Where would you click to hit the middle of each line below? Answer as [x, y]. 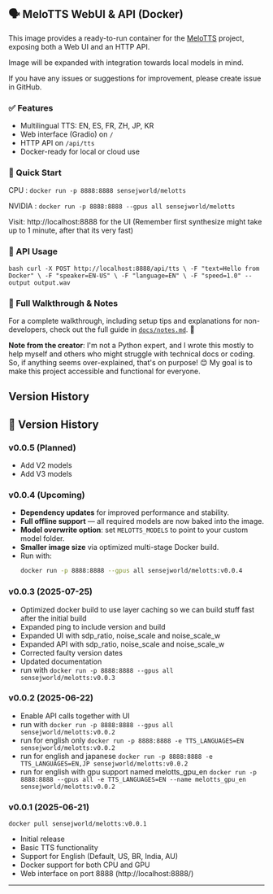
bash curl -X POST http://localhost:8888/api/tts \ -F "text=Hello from [134, 268]
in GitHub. [25, 87]
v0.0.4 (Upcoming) [47, 495]
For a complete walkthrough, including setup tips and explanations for [125, 321]
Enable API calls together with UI [75, 716]
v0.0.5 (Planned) [42, 447]
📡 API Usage [33, 251]
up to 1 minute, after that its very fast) [71, 230]
